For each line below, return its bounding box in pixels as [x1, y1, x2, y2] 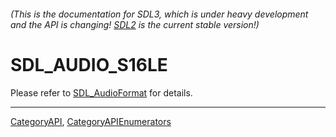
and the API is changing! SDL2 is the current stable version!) [10, 18, 260, 30]
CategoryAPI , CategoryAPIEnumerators [10, 115, 172, 127]
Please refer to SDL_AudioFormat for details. [10, 86, 193, 99]
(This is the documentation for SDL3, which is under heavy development [10, 8, 309, 20]
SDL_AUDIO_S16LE [10, 53, 168, 76]
